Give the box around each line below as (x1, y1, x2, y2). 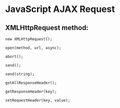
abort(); (5, 54, 23, 59)
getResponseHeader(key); (5, 89, 57, 94)
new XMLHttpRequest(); (5, 36, 52, 41)
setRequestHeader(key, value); (5, 98, 70, 103)
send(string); (5, 71, 35, 76)
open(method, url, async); (5, 45, 61, 50)
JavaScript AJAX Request (5, 3, 115, 15)
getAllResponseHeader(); (5, 80, 57, 85)
